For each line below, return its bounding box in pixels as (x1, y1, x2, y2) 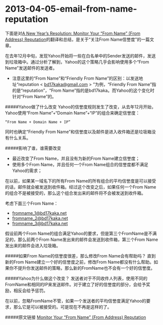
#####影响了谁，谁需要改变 (5, 145, 62, 151)
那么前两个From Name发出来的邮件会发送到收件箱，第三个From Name (18, 237, 158, 242)
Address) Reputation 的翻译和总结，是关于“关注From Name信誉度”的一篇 (5, 36, 150, 42)
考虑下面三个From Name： (5, 200, 58, 206)
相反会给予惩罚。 (13, 288, 48, 293)
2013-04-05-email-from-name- (5, 3, 137, 15)
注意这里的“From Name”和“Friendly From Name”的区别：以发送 (12, 75, 139, 81)
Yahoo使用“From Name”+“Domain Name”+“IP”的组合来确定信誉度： (5, 110, 140, 116)
